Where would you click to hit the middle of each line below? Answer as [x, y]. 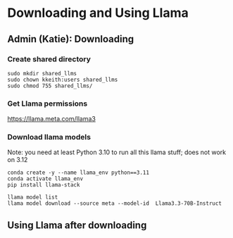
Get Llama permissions [48, 104]
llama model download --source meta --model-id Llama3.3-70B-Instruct [114, 203]
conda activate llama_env [45, 179]
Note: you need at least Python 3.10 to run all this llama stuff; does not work [117, 152]
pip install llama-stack [44, 185]
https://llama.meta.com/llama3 [52, 119]
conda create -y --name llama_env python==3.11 [78, 173]
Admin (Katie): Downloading [71, 39]
